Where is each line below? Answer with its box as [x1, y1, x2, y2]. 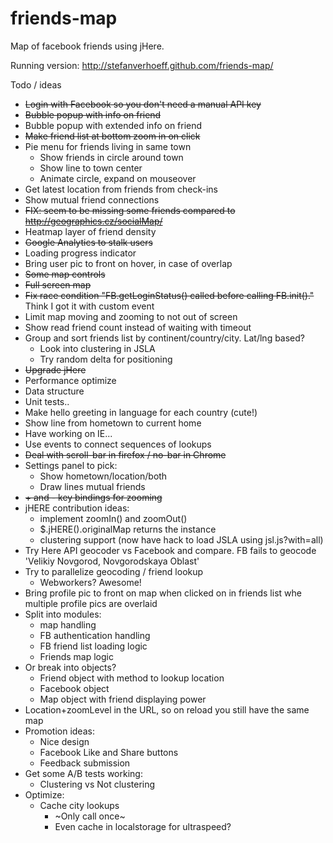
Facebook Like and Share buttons [39, 746, 179, 758]
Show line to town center [39, 162, 143, 174]
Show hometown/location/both [39, 470, 168, 482]
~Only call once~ [54, 810, 126, 822]
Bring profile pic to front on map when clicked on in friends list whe [24, 587, 302, 599]
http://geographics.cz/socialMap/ [24, 215, 163, 227]
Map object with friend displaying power [39, 693, 207, 705]
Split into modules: [24, 608, 102, 620]
